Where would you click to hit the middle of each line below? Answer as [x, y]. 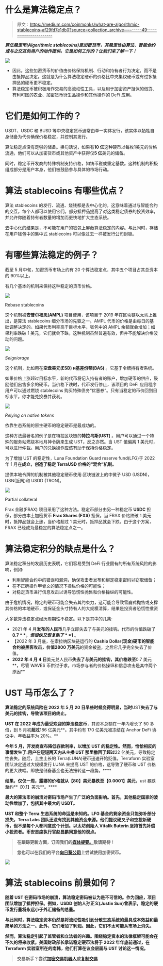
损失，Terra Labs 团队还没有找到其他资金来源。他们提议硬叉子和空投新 [76, 819]
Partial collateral [21, 499]
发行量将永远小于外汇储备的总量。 [43, 909]
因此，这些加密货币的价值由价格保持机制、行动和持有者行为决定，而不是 [84, 70]
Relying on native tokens [30, 415]
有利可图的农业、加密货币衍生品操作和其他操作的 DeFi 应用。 [73, 95]
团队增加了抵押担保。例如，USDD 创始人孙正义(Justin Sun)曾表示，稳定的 [79, 903]
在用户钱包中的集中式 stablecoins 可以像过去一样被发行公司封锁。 [71, 234]
